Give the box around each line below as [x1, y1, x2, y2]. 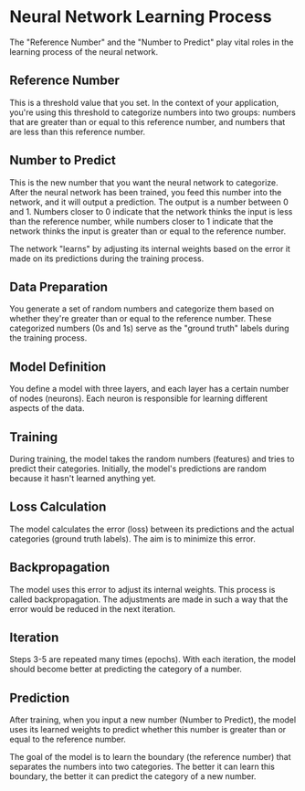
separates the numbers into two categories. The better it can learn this [9, 761, 276, 773]
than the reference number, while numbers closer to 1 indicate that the [9, 216, 274, 227]
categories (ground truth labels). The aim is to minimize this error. [9, 533, 256, 544]
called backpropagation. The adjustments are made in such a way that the [9, 594, 289, 605]
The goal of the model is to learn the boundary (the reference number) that [9, 752, 291, 763]
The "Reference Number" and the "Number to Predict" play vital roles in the [9, 37, 294, 47]
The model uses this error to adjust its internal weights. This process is [9, 584, 276, 595]
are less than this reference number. [9, 126, 146, 137]
